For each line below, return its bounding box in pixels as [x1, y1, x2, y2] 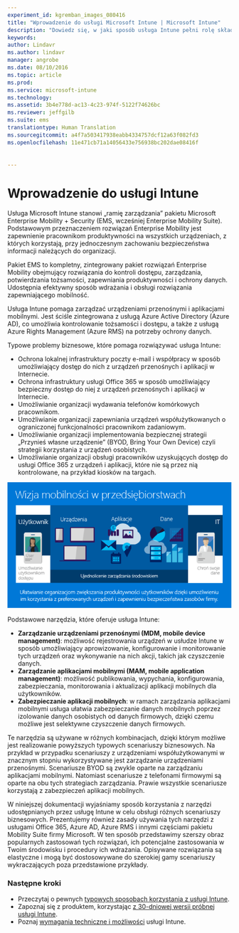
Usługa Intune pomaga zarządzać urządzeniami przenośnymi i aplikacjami [7, 304, 225, 313]
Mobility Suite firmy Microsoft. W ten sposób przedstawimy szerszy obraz [7, 831, 225, 839]
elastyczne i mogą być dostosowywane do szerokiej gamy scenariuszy [7, 853, 216, 862]
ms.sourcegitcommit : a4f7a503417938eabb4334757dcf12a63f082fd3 [7, 132, 199, 139]
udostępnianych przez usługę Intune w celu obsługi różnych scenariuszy [7, 808, 221, 816]
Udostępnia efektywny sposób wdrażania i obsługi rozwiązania [7, 283, 192, 292]
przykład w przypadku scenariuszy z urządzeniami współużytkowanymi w [7, 749, 225, 757]
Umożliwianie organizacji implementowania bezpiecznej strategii [17, 430, 208, 439]
